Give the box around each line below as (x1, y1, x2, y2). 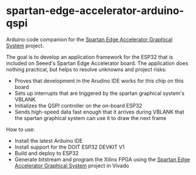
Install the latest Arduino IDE (14, 137, 83, 144)
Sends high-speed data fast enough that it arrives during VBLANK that (14, 108, 184, 115)
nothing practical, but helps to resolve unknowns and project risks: (6, 66, 167, 73)
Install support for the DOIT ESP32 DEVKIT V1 (14, 143, 125, 150)
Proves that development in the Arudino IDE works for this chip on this (14, 77, 184, 84)
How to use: (6, 126, 35, 133)
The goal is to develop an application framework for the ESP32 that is (6, 53, 174, 60)
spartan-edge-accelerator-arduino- (6, 4, 184, 18)
